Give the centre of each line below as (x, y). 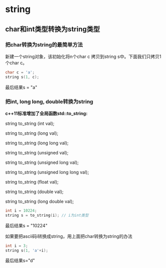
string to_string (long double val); (39, 201)
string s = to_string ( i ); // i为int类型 (47, 215)
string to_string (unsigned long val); (42, 162)
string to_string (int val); (30, 123)
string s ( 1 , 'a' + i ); (27, 250)
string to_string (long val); (32, 133)
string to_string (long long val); (37, 143)
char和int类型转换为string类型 (53, 29)
